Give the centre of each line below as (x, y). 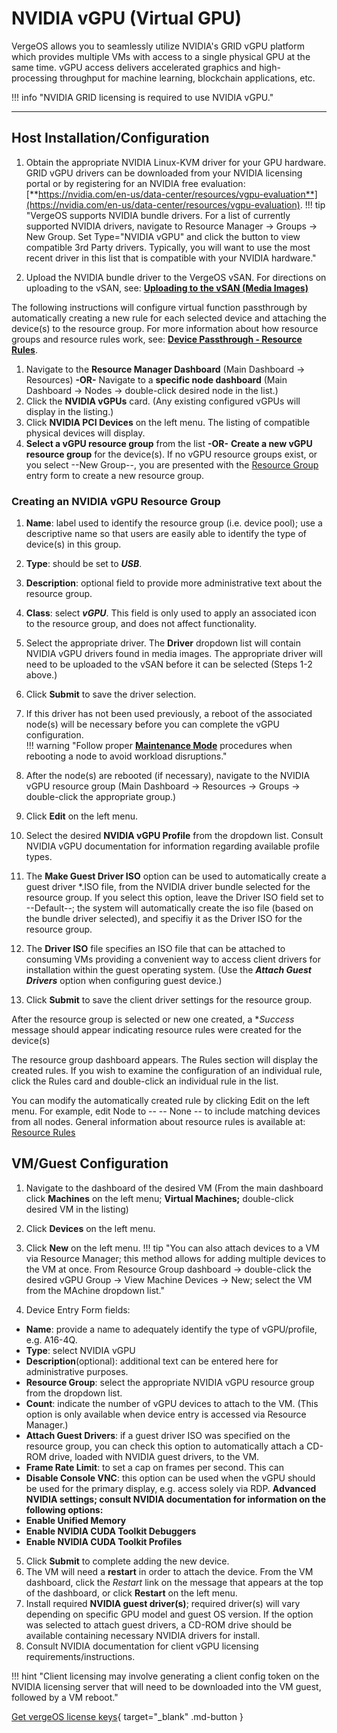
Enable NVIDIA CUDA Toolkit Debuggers (111, 1531)
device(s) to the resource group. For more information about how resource (165, 328)
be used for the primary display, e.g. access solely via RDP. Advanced (171, 1488)
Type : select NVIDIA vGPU (80, 1350)
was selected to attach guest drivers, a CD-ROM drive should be (159, 1624)
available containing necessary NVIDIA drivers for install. (143, 1635)
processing (34, 78)
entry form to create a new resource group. (115, 475)
